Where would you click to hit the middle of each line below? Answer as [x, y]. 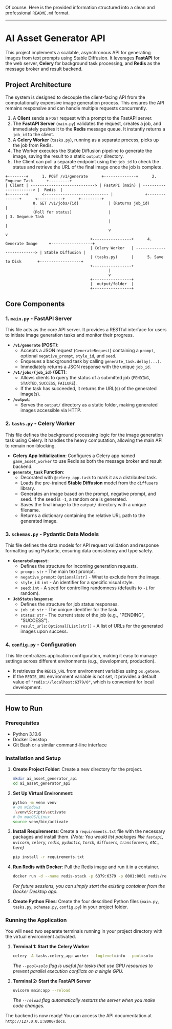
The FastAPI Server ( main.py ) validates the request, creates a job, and [87, 123]
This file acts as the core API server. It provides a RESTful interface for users [86, 330]
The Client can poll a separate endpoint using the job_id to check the [86, 161]
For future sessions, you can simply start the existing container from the [89, 886]
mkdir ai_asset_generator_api [45, 779]
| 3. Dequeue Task [25, 217]
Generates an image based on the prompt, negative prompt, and [88, 494]
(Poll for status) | [72, 212]
